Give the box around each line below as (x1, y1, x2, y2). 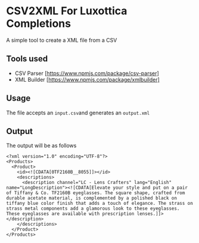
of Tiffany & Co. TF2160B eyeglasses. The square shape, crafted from (6, 190, 185, 196)
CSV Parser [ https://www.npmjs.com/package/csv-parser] (14, 70, 159, 77)
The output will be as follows (6, 142, 77, 149)
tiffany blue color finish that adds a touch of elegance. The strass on (6, 201, 194, 207)
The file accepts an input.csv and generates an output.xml (6, 109, 150, 116)
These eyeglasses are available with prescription (6, 211, 135, 217)
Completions (6, 17, 71, 30)
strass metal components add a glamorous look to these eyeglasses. (6, 205, 180, 212)
